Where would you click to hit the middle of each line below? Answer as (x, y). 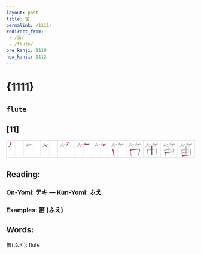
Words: (20, 230)
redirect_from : (25, 32)
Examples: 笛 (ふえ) (35, 210)
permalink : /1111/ (29, 25)
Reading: (23, 174)
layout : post (22, 13)
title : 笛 (18, 19)
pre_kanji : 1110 (26, 51)
